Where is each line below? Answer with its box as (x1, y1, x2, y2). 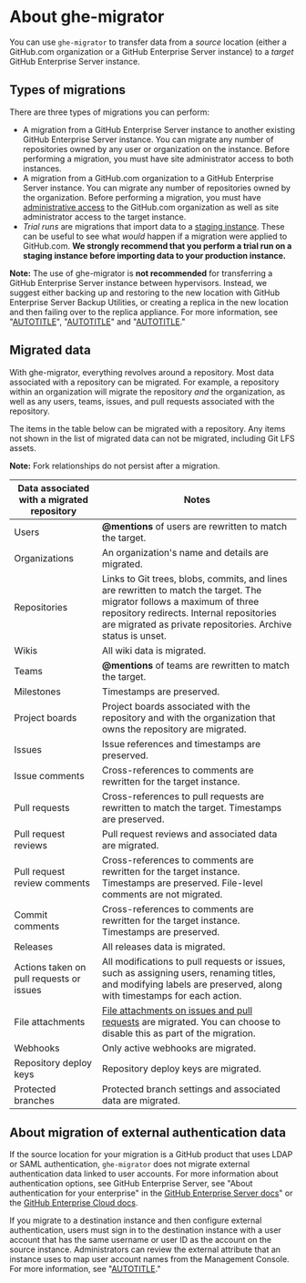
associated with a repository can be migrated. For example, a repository (9, 376, 280, 387)
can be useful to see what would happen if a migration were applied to (22, 231, 288, 241)
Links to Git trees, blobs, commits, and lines (101, 572, 288, 585)
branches (14, 1093, 55, 1106)
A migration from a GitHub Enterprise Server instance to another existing (22, 124, 296, 135)
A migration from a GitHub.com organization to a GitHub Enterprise (22, 172, 274, 183)
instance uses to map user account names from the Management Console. (9, 1254, 290, 1265)
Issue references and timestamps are (101, 737, 261, 750)
